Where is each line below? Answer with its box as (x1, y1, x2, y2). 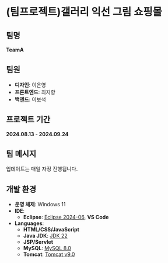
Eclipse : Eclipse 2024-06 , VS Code (23, 214, 109, 221)
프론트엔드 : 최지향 (14, 88, 55, 95)
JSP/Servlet (23, 238, 54, 245)
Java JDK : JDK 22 (23, 232, 68, 240)
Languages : (14, 220, 44, 227)
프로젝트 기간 (6, 115, 51, 124)
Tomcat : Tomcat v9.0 (23, 251, 75, 258)
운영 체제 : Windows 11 (14, 201, 66, 208)
